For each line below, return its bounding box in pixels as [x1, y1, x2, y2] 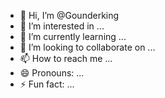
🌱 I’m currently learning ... [19, 31, 127, 42]
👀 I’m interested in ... [19, 20, 105, 32]
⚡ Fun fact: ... [19, 78, 75, 90]
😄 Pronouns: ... [19, 67, 85, 79]
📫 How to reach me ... [19, 53, 113, 64]
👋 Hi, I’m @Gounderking [19, 10, 120, 21]
